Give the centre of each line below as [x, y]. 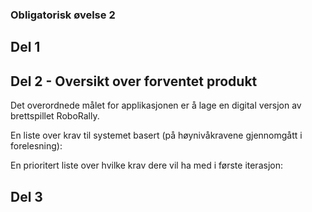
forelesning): [36, 146]
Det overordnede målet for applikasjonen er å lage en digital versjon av [156, 105]
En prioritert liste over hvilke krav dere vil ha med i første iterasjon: [146, 165]
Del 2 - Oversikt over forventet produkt [134, 81]
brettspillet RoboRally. [55, 116]
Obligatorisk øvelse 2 [63, 15]
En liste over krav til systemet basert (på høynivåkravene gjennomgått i [156, 135]
